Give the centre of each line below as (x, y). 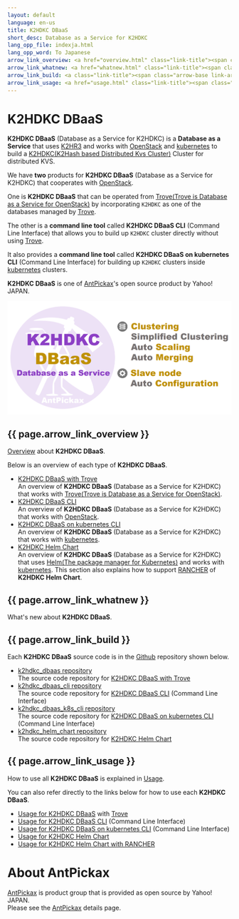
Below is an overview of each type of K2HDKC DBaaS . (87, 465)
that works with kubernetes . (59, 539)
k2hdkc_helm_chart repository (62, 731)
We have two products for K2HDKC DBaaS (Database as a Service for (110, 176)
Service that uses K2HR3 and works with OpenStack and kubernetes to (112, 146)
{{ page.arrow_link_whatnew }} (78, 600)
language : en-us (31, 22)
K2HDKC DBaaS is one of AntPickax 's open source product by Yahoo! (110, 284)
